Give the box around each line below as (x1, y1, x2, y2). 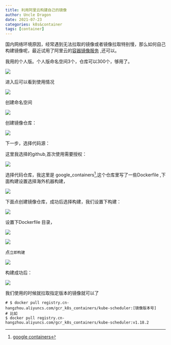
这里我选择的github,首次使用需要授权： (5, 151, 87, 157)
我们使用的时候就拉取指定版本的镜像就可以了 (5, 290, 99, 296)
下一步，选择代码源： (5, 140, 50, 146)
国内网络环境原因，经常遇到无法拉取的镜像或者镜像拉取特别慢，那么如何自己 (5, 41, 166, 48)
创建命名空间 (5, 99, 32, 105)
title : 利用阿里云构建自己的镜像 (5, 7, 67, 13)
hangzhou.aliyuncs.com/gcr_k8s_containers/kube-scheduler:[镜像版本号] (5, 305, 157, 311)
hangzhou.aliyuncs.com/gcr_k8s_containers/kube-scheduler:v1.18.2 (5, 320, 149, 325)
